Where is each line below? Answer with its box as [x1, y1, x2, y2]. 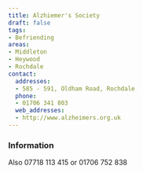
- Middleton [8, 48, 47, 56]
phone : [15, 92, 37, 100]
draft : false [8, 19, 51, 27]
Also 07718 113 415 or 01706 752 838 [8, 158, 128, 167]
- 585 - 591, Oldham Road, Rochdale [15, 84, 135, 93]
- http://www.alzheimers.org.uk [15, 114, 122, 122]
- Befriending [8, 33, 55, 42]
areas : [8, 41, 30, 49]
